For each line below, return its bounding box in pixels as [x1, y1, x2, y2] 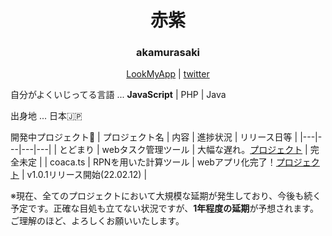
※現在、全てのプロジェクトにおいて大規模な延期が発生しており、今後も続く [10, 190, 322, 202]
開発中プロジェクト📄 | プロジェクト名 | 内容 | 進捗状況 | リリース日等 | [10, 131, 298, 143]
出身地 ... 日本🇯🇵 [10, 110, 83, 122]
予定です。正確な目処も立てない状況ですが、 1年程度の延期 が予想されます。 [10, 202, 319, 215]
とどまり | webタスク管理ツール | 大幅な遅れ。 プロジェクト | [59, 144, 308, 156]
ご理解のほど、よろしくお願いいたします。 [10, 215, 185, 227]
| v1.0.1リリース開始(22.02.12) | [21, 169, 148, 181]
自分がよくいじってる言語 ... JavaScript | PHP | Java [10, 89, 227, 101]
